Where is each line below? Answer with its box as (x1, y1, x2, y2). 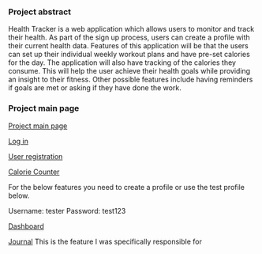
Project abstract (8, 6, 72, 17)
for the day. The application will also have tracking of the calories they (8, 58, 237, 67)
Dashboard (8, 221, 45, 231)
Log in (8, 136, 29, 146)
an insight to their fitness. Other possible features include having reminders (8, 74, 253, 85)
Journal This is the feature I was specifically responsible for (8, 237, 203, 246)
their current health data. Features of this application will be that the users (8, 41, 249, 51)
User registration (8, 151, 63, 161)
